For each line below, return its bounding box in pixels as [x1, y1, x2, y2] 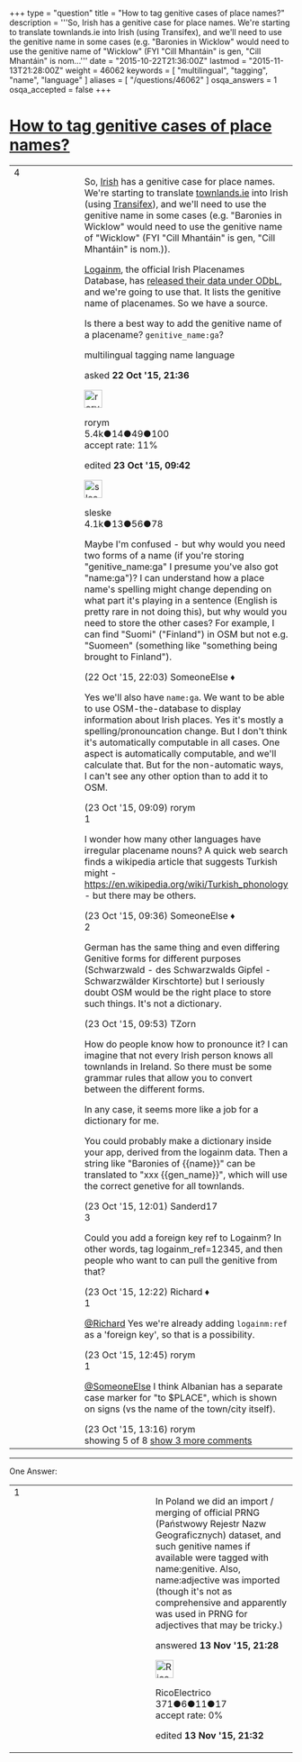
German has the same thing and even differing [84, 940, 280, 953]
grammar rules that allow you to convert [84, 1071, 253, 1084]
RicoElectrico [155, 1686, 211, 1699]
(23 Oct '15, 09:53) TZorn [84, 1017, 196, 1030]
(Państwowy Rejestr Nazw [155, 1517, 267, 1530]
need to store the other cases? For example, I [84, 616, 275, 629]
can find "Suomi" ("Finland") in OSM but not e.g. [84, 628, 289, 640]
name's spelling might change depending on [84, 583, 272, 595]
